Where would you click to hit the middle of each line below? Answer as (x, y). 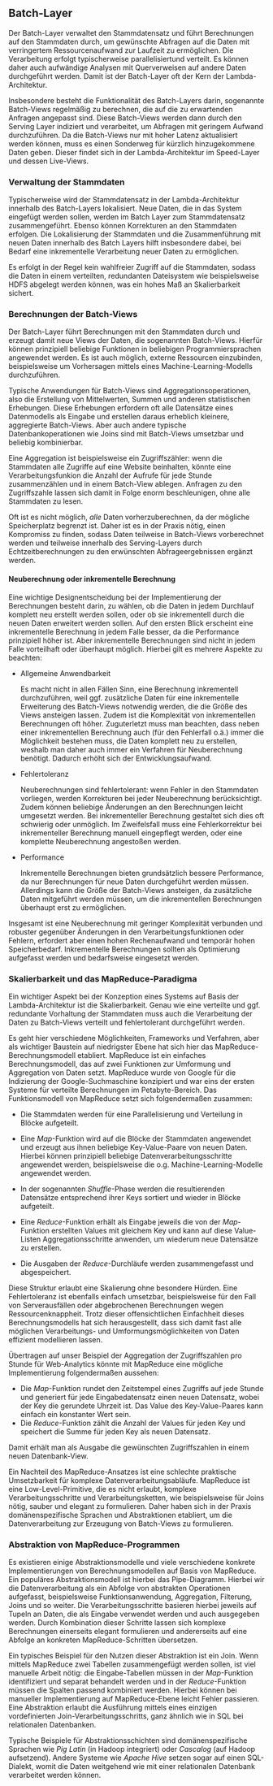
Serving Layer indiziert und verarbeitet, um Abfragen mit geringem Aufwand (136, 126)
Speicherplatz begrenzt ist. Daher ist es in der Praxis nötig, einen (117, 526)
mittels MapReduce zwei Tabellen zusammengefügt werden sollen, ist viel (132, 1664)
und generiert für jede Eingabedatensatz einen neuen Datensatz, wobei (140, 1397)
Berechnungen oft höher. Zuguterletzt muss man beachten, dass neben (140, 723)
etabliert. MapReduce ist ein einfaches (141, 1055)
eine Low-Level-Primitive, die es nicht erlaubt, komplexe (103, 1489)
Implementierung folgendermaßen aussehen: (84, 1372)
